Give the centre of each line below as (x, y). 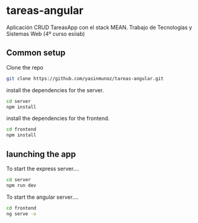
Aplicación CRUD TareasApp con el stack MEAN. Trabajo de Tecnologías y (99, 27)
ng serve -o (21, 214)
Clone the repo (25, 67)
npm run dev (21, 185)
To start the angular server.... (42, 197)
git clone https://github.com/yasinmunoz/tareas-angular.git (85, 78)
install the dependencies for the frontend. (58, 118)
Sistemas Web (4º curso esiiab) (46, 33)
